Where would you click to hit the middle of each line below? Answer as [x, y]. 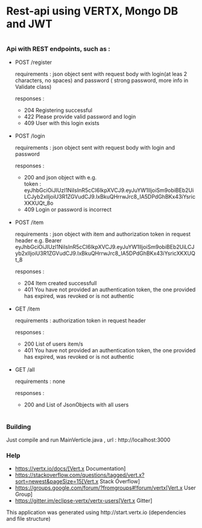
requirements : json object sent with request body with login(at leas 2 [101, 74]
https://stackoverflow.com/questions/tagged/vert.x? [80, 475]
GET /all [25, 369]
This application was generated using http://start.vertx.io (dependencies [96, 512]
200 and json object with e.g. [60, 177]
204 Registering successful [58, 110]
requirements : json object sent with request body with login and [95, 147]
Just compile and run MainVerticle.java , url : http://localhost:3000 [88, 440]
